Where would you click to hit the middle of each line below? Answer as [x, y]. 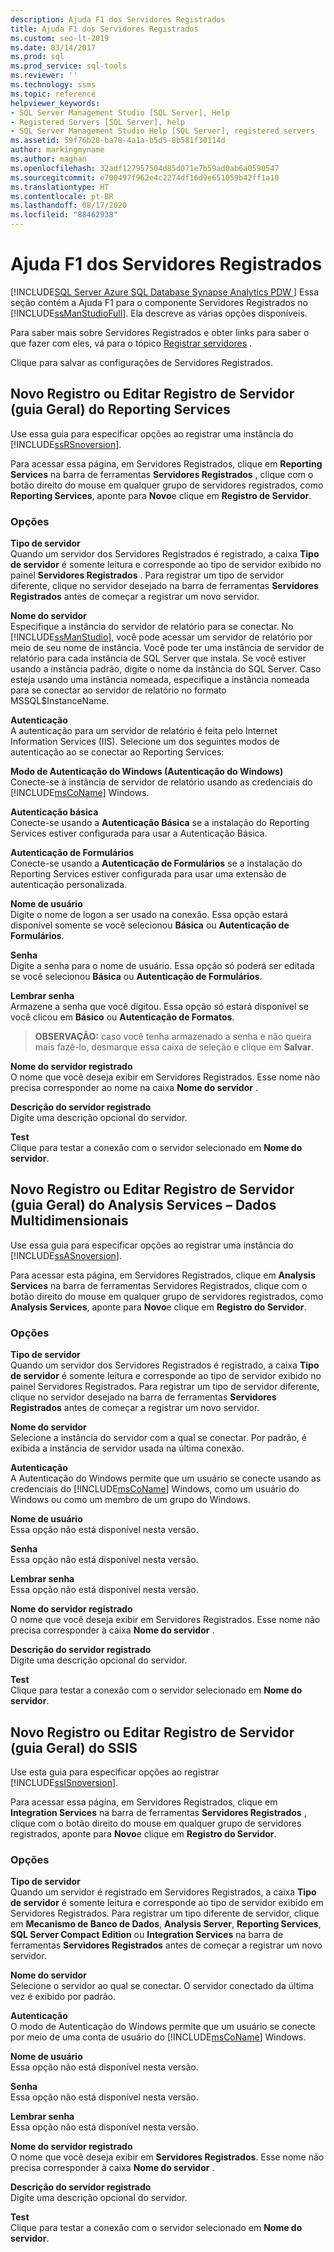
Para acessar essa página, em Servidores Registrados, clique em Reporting [166, 463]
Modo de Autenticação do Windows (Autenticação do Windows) [147, 772]
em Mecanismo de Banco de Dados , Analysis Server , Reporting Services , [166, 1924]
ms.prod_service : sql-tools [69, 66]
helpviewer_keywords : [55, 103]
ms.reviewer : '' [44, 76]
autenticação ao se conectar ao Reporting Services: [117, 752]
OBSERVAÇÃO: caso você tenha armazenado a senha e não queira [173, 1037]
